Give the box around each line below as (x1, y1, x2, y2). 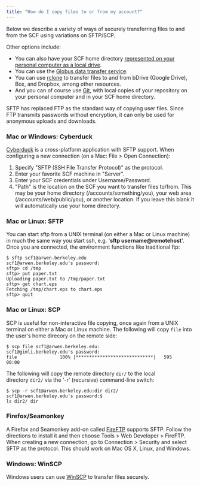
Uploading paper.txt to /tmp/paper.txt (6, 276, 106, 282)
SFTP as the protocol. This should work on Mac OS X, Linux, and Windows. (6, 445, 191, 452)
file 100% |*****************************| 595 (6, 354, 172, 360)
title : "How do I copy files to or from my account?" (6, 8, 143, 15)
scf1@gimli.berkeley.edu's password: (6, 349, 100, 355)
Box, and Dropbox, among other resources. (14, 80, 121, 87)
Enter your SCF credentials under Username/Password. (14, 176, 152, 183)
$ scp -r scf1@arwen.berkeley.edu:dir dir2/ (6, 388, 119, 394)
